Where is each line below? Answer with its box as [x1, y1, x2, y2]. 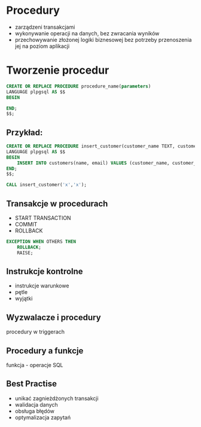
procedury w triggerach [6, 328, 65, 335]
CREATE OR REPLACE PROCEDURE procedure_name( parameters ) [6, 83, 151, 89]
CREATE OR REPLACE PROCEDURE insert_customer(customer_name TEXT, [6, 143, 175, 150]
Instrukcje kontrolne [6, 267, 83, 277]
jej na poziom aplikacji [14, 43, 70, 50]
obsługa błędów [14, 407, 55, 414]
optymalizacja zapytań [14, 414, 71, 421]
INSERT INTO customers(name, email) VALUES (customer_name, [17, 160, 170, 166]
